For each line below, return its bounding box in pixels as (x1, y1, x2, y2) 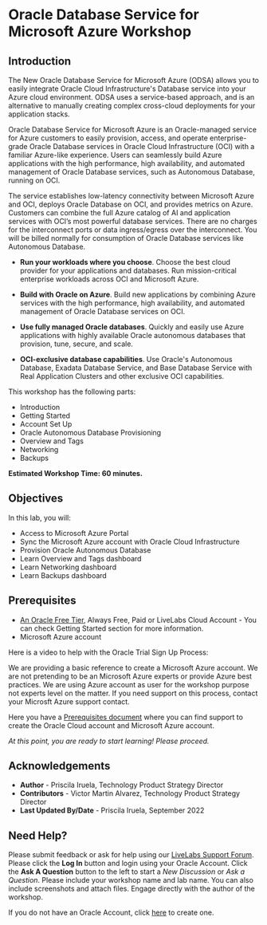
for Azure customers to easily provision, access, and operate (8, 133, 209, 143)
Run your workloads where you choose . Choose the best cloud (19, 258, 231, 266)
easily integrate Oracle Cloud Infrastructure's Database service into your (8, 84, 247, 93)
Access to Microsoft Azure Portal (19, 528, 129, 537)
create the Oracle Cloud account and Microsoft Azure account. (8, 720, 215, 730)
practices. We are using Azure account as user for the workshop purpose (8, 679, 249, 689)
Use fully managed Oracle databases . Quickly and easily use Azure (19, 322, 245, 332)
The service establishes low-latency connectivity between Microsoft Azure (8, 191, 255, 200)
